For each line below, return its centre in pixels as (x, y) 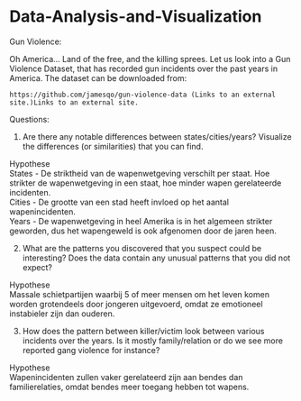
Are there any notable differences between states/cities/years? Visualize (157, 136)
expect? (37, 267)
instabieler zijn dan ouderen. (62, 314)
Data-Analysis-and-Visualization (136, 17)
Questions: (29, 119)
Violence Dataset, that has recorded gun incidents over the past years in (143, 68)
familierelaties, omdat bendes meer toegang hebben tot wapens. (129, 387)
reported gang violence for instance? (91, 350)
